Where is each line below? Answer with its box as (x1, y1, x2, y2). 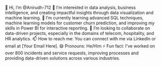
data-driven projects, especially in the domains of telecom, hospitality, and (5, 31, 154, 36)
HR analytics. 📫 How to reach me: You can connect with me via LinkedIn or (5, 36, 156, 41)
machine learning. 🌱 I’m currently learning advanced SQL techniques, (5, 15, 144, 20)
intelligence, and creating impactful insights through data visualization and (5, 10, 154, 16)
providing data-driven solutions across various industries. (5, 55, 120, 61)
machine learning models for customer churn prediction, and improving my (5, 20, 155, 26)
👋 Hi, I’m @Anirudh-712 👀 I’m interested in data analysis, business (5, 5, 136, 10)
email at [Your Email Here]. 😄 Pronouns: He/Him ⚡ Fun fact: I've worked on (5, 43, 155, 49)
